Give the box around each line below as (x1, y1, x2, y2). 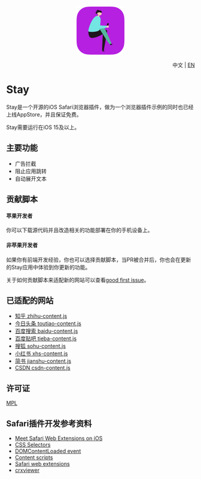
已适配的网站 (6, 295, 54, 306)
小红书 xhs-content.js (14, 350, 68, 357)
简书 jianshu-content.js (14, 358, 72, 365)
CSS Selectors (14, 441, 51, 448)
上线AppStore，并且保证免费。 (6, 110, 82, 118)
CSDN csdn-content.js (14, 364, 71, 372)
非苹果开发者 (6, 241, 38, 249)
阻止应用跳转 (14, 167, 47, 175)
